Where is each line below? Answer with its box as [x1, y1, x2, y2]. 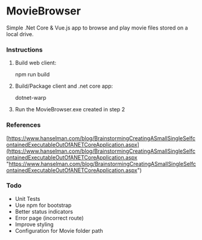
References [6, 121, 41, 129]
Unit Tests [14, 195, 40, 202]
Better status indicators [14, 208, 74, 215]
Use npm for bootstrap [14, 202, 72, 209]
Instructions [6, 45, 43, 54]
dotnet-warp [14, 94, 46, 102]
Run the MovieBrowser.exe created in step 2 [14, 106, 125, 113]
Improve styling [14, 221, 54, 228]
